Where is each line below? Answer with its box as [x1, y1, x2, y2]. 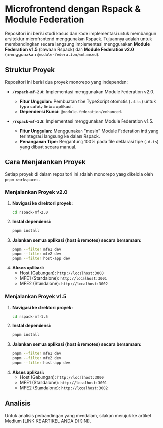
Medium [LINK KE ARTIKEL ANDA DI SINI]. [5, 418, 91, 424]
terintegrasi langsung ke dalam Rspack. [19, 133, 100, 139]
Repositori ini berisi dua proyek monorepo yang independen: [5, 79, 128, 85]
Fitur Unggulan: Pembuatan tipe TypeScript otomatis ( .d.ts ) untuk [19, 98, 156, 104]
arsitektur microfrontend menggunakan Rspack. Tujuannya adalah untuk [5, 36, 152, 42]
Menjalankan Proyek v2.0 [5, 189, 68, 196]
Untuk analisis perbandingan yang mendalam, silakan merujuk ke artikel [5, 412, 151, 418]
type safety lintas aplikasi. [19, 103, 73, 109]
